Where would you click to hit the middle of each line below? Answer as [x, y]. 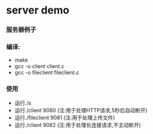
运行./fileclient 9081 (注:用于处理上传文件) [65, 118]
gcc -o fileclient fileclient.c [47, 73]
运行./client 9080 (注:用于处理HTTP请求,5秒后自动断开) [81, 110]
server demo [38, 10]
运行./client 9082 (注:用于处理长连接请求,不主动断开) [78, 125]
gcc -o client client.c [39, 66]
